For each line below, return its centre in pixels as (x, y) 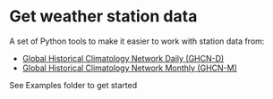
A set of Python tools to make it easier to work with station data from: (137, 41)
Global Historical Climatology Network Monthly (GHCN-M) (129, 68)
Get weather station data (103, 16)
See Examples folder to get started (73, 85)
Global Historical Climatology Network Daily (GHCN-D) (123, 58)
